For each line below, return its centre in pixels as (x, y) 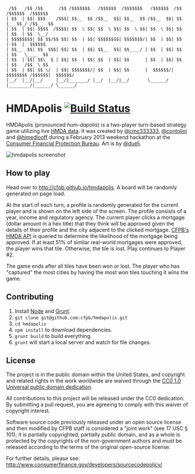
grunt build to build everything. (53, 336)
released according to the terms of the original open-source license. (88, 447)
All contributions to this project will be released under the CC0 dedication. (95, 398)
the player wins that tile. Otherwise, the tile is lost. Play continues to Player (96, 248)
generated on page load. (36, 193)
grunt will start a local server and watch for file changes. (83, 342)
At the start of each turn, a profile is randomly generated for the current (92, 204)
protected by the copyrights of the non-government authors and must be (94, 441)
